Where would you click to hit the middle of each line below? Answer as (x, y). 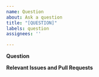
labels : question (28, 28)
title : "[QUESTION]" (32, 23)
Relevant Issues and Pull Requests (50, 68)
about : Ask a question (34, 17)
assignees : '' (24, 34)
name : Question (25, 12)
